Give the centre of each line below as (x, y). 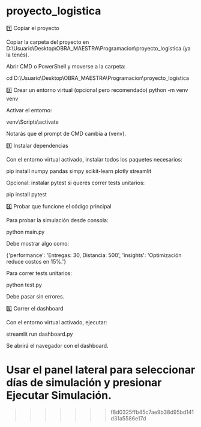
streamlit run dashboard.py (40, 334)
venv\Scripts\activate (32, 122)
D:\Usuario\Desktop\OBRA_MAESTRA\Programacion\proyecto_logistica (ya (98, 48)
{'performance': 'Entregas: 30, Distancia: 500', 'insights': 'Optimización (94, 255)
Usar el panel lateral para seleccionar (101, 370)
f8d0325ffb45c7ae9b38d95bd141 (152, 412)
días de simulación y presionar (84, 383)
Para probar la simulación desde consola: (57, 220)
